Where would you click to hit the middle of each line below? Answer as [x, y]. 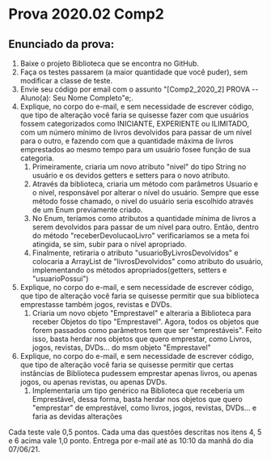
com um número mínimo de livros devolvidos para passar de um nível [136, 132]
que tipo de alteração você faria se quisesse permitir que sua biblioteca [140, 296]
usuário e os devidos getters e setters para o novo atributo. [131, 175]
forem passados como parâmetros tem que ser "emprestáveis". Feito [147, 330]
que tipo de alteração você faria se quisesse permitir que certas [127, 365]
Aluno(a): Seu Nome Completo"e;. [76, 98]
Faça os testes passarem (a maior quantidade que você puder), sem [134, 72]
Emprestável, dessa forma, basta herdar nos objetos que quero [137, 399]
